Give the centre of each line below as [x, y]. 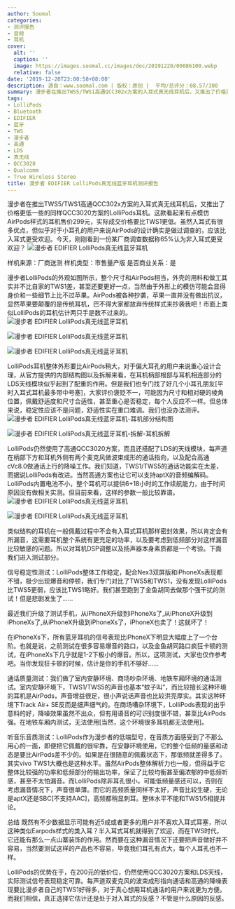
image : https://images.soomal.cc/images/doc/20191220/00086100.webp [115, 66]
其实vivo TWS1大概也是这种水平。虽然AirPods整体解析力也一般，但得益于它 [116, 763]
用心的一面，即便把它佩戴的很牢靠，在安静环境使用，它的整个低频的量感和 [114, 746]
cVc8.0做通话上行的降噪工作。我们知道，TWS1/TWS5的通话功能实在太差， [115, 466]
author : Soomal [29, 14]
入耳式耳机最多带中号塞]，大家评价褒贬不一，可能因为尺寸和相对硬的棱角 [119, 393]
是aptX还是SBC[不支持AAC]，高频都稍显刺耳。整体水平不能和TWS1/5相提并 [116, 799]
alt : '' [25, 53]
